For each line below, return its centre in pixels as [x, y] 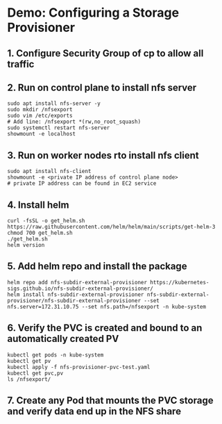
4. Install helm [38, 205]
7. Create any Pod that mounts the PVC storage [110, 401]
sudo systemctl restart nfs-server [59, 128]
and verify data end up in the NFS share [94, 411]
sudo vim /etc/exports [40, 116]
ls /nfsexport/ [29, 379]
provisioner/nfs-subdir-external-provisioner [74, 300]
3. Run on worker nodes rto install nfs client [103, 155]
